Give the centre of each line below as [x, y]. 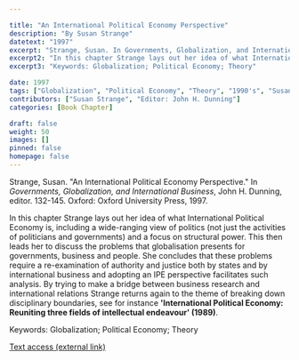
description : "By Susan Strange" [71, 33]
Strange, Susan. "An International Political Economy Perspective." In [133, 181]
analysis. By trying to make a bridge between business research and [135, 284]
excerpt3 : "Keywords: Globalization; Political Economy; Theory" [133, 67]
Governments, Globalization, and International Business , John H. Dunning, [146, 191]
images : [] [29, 140]
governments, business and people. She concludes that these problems [141, 255]
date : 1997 [29, 83]
